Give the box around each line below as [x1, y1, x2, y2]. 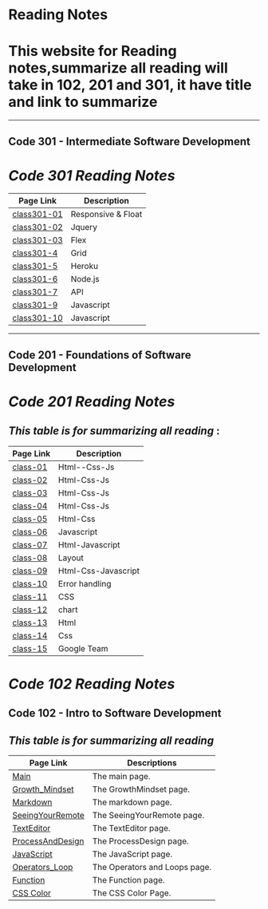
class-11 [12, 591, 48, 602]
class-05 [12, 513, 48, 524]
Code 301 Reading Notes [8, 166, 175, 184]
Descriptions [127, 757, 177, 769]
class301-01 [12, 209, 64, 220]
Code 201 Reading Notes [8, 393, 175, 411]
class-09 [12, 565, 48, 576]
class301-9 [12, 299, 58, 310]
